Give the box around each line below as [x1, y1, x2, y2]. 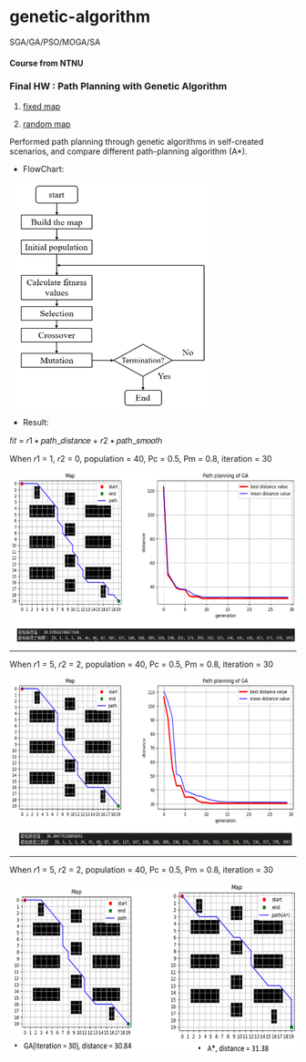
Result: [22, 416, 49, 427]
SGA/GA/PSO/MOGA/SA [9, 36, 101, 47]
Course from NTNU [9, 57, 84, 68]
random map [22, 118, 71, 129]
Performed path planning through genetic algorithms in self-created [9, 136, 264, 147]
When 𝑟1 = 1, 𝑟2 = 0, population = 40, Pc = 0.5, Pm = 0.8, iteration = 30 [9, 453, 272, 464]
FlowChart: [22, 163, 65, 174]
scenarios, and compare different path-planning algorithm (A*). [9, 146, 248, 157]
